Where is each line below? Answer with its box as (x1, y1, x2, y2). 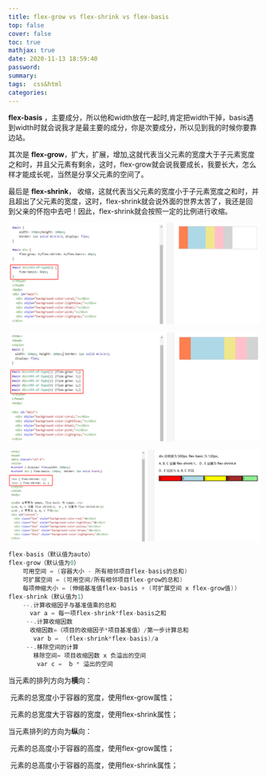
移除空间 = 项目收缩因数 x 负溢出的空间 (33, 651, 147, 660)
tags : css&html (8, 80, 62, 88)
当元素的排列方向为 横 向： (8, 675, 92, 685)
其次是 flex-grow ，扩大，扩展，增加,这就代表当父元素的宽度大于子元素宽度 (8, 149, 255, 159)
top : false (8, 21, 45, 30)
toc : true (8, 38, 41, 46)
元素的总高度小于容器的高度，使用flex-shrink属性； (10, 760, 179, 770)
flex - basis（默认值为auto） (8, 550, 94, 558)
